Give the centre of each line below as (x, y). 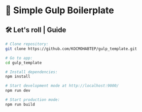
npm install (18, 77)
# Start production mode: (32, 100)
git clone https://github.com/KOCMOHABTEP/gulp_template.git (71, 49)
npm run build (20, 104)
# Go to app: (19, 58)
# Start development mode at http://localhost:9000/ (62, 86)
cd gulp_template (24, 63)
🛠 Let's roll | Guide (36, 30)
